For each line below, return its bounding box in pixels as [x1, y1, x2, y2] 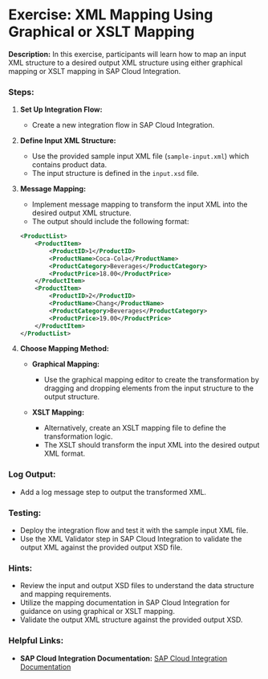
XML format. [43, 448, 86, 459]
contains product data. [31, 160, 108, 170]
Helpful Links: [8, 635, 64, 646]
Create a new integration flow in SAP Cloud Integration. [31, 121, 215, 130]
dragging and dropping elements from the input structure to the [43, 383, 254, 393]
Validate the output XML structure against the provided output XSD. [19, 615, 243, 624]
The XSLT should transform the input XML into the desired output [43, 440, 260, 450]
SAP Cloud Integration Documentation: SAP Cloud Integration [19, 653, 228, 663]
